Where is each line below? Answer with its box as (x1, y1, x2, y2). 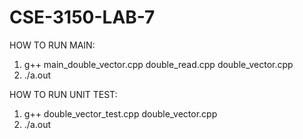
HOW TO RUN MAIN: (9, 39, 96, 51)
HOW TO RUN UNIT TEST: (9, 88, 118, 100)
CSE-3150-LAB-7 (9, 6, 156, 29)
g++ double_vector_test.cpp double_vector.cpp (23, 107, 218, 120)
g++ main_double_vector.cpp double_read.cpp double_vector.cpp (23, 58, 294, 70)
